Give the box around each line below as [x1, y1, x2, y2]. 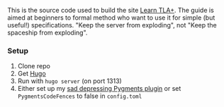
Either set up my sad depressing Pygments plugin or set [17, 84, 181, 93]
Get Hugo [17, 70, 46, 78]
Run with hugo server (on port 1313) [17, 77, 122, 85]
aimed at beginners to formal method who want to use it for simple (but [7, 13, 215, 22]
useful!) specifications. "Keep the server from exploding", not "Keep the [7, 21, 218, 29]
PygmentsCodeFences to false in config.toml [17, 92, 142, 101]
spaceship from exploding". [7, 28, 88, 37]
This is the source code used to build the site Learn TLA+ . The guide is [7, 6, 214, 14]
